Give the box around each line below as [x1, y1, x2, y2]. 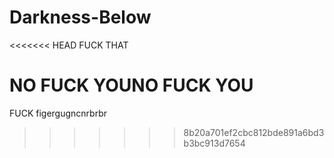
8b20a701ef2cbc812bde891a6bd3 [183, 126, 325, 138]
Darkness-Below [9, 6, 152, 29]
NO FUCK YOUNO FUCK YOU [9, 74, 254, 97]
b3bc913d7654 [183, 137, 246, 149]
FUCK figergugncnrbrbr [9, 107, 107, 119]
